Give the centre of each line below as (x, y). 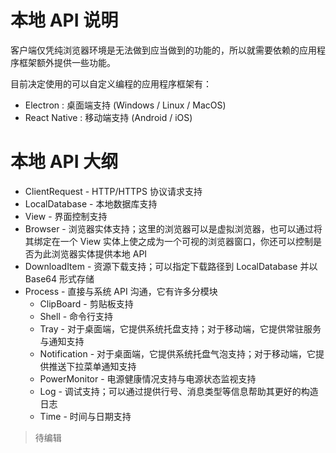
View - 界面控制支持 (66, 216)
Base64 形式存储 (59, 278)
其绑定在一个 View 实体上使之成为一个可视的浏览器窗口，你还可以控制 (169, 241)
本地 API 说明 (64, 20)
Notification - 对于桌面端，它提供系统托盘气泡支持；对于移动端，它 (178, 353)
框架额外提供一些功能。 (67, 62)
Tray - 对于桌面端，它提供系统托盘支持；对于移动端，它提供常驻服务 (180, 328)
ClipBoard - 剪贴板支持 (86, 303)
